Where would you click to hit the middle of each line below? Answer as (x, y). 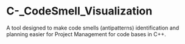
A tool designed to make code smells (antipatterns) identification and (93, 28)
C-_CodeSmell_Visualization (79, 11)
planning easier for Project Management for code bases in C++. (86, 34)
